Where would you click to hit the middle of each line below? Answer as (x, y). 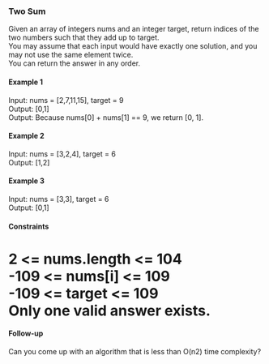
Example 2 (26, 136)
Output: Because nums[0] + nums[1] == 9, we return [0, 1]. (106, 117)
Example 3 (26, 181)
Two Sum (27, 11)
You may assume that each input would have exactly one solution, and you (133, 46)
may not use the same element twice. (71, 55)
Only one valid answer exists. (109, 310)
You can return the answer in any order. (74, 63)
